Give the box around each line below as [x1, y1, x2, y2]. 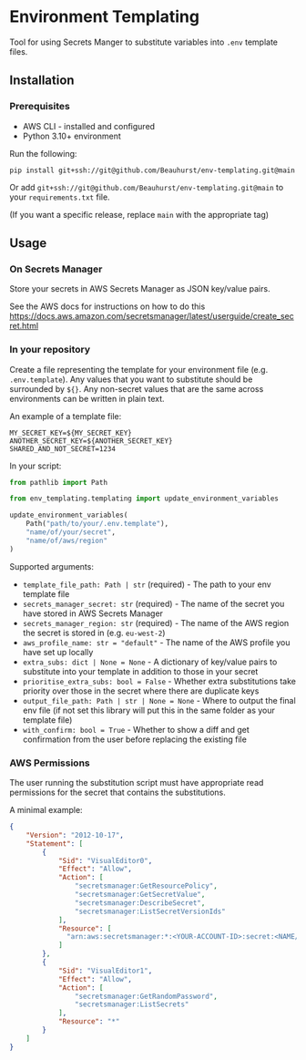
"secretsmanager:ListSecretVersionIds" [74, 907, 226, 916]
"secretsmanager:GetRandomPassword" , [74, 992, 219, 1001]
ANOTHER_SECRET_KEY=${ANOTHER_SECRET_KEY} [9, 436, 173, 446]
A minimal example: [9, 805, 84, 816]
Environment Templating [9, 6, 200, 27]
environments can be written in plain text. [9, 393, 166, 404]
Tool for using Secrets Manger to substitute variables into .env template [9, 36, 279, 47]
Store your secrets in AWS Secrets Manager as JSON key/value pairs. [9, 283, 270, 294]
